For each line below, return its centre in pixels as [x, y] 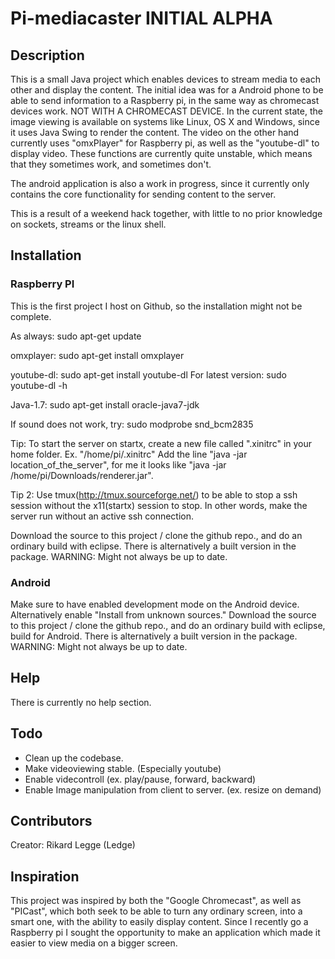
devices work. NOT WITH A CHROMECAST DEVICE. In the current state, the [166, 111]
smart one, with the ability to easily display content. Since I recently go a [159, 922]
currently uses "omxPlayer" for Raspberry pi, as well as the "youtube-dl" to [165, 143]
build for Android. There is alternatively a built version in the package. [154, 636]
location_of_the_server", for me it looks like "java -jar [118, 464]
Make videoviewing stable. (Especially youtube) [123, 768]
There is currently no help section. [81, 702]
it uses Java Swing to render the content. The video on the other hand [155, 132]
